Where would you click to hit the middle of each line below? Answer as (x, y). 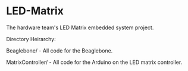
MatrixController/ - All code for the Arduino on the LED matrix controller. (94, 62)
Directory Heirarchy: (31, 39)
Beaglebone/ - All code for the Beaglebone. (59, 50)
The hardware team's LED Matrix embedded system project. (80, 27)
